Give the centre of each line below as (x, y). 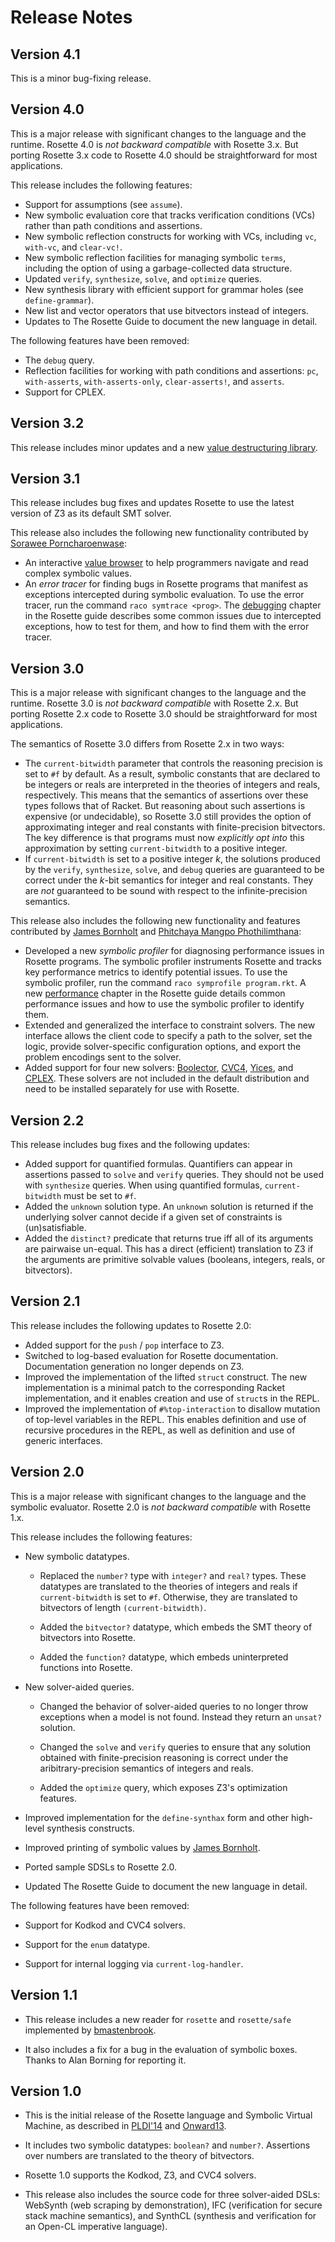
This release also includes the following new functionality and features (155, 921)
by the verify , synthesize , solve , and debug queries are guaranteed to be (174, 870)
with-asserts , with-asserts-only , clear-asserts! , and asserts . (154, 381)
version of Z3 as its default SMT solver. (91, 513)
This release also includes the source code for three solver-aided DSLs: (172, 2195)
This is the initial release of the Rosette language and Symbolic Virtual (168, 2115)
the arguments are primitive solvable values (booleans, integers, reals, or (175, 1260)
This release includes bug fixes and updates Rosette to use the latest (152, 503)
